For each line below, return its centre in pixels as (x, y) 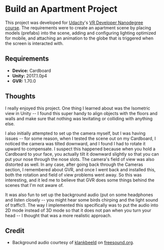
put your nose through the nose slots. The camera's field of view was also (80, 159)
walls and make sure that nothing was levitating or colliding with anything (79, 118)
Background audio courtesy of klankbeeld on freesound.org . (73, 243)
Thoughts (20, 96)
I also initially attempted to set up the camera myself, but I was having (75, 133)
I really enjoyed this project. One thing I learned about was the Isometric (78, 108)
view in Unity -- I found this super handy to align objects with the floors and (81, 113)
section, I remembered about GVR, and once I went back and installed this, (80, 169)
